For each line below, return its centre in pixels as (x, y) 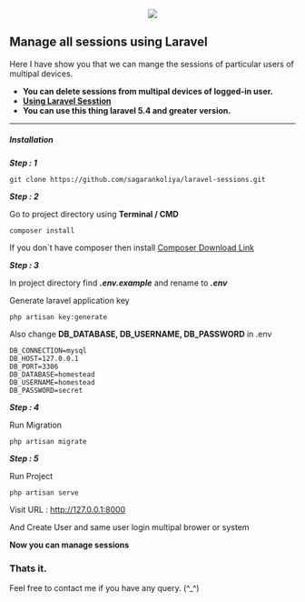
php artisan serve (44, 492)
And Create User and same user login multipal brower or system (129, 527)
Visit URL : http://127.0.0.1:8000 (68, 509)
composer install (42, 231)
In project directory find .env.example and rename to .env (118, 283)
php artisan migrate (49, 441)
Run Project (31, 476)
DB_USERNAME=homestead (52, 382)
